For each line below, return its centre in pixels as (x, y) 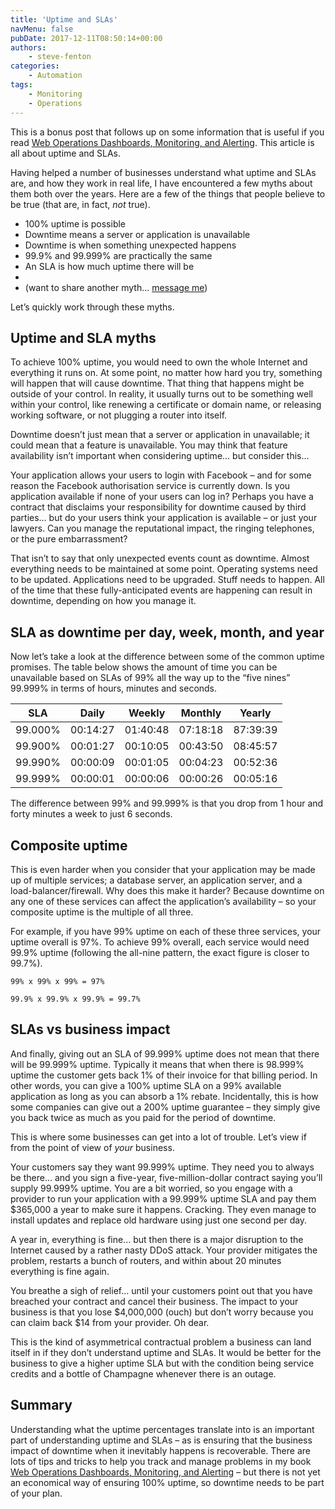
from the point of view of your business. (92, 1147)
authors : (28, 47)
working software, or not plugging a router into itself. (119, 415)
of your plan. (36, 1493)
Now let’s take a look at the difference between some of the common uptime (167, 657)
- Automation (55, 76)
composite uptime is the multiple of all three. (102, 912)
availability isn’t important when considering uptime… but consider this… (160, 456)
